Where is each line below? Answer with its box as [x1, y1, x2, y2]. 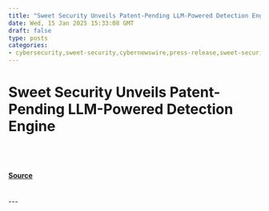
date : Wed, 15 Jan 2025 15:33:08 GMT [8, 19, 134, 27]
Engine [8, 117, 56, 136]
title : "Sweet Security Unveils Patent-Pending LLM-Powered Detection [8, 11, 249, 20]
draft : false [8, 26, 52, 34]
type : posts [8, 34, 48, 42]
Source [8, 170, 34, 180]
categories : [8, 42, 48, 50]
